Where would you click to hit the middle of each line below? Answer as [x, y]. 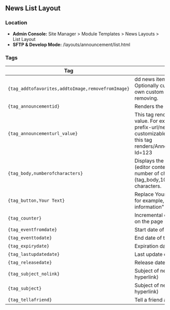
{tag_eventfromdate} [32, 229]
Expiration [146, 246]
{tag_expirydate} [29, 246]
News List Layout [33, 8]
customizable [151, 134]
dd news [145, 79]
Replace [144, 194]
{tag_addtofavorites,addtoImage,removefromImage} [69, 88]
